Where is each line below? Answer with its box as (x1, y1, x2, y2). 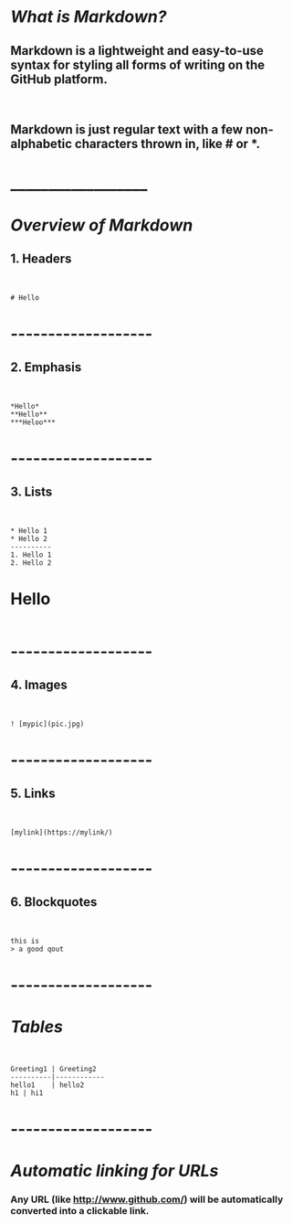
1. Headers (10, 251, 72, 267)
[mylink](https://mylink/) (10, 827, 113, 837)
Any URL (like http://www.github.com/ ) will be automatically (10, 1193, 284, 1206)
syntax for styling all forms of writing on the (10, 57, 266, 72)
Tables (10, 1016, 63, 1037)
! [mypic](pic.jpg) (10, 719, 85, 729)
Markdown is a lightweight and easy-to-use (10, 43, 264, 59)
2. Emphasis (10, 359, 82, 376)
